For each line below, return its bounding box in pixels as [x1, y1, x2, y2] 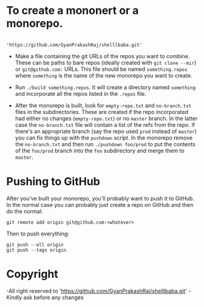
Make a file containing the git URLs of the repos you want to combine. [15, 52, 190, 59]
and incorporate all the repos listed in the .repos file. [15, 90, 147, 97]
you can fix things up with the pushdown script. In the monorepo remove [15, 134, 193, 141]
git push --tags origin [6, 247, 67, 253]
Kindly [6, 294, 22, 301]
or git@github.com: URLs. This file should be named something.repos [15, 65, 188, 73]
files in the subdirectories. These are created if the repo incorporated [15, 108, 189, 115]
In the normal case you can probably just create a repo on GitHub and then [6, 201, 194, 208]
